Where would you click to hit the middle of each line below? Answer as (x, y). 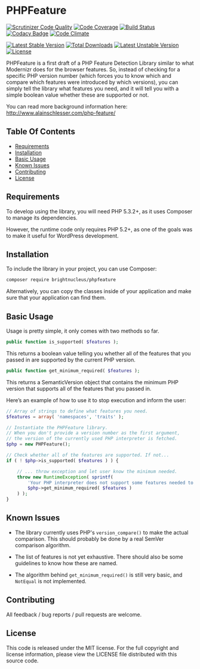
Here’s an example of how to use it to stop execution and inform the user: (96, 400)
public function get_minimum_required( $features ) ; (73, 370)
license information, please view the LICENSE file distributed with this (92, 654)
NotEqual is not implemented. (50, 581)
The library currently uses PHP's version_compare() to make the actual (101, 532)
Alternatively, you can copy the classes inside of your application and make (99, 291)
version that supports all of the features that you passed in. (79, 388)
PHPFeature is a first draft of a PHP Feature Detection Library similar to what (100, 63)
